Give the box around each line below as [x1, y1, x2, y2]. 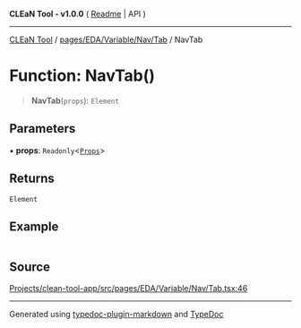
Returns [9, 171, 56, 186]
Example [9, 219, 59, 234]
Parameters [9, 121, 76, 136]
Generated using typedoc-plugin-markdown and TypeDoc [9, 309, 224, 320]
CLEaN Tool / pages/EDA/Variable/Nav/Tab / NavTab [9, 34, 203, 45]
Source [9, 259, 51, 274]
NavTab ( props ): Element [30, 95, 119, 106]
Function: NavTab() [9, 65, 155, 86]
